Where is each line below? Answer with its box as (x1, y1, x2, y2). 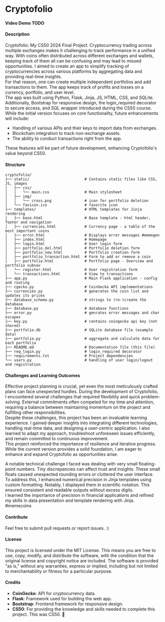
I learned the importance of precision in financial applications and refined (5, 492, 154, 498)
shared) (5, 324, 21, 328)
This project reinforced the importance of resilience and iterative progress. (5, 441, 157, 447)
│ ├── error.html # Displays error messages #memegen (5, 233, 160, 238)
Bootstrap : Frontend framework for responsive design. (12, 601, 124, 607)
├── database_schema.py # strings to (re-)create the (5, 297, 147, 302)
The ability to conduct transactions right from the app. (12, 135, 122, 141)
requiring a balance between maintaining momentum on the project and (5, 404, 151, 410)
